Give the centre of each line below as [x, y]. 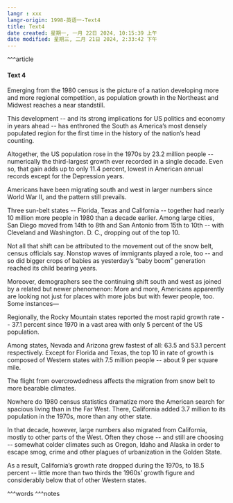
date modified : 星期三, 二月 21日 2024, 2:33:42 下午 [82, 40]
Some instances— [33, 304]
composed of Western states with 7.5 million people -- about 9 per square [113, 360]
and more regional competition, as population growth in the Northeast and [113, 98]
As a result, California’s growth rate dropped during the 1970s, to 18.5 [106, 466]
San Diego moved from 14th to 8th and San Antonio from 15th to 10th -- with [115, 225]
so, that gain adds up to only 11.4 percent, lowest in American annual [105, 169]
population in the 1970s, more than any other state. [80, 416]
